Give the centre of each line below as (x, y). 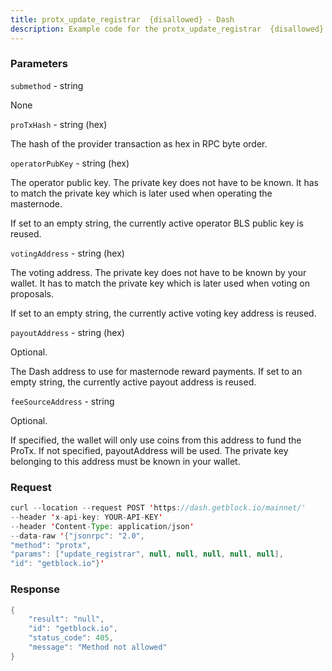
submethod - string (47, 85)
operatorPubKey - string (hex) (70, 163)
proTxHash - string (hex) (59, 124)
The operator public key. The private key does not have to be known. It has (164, 182)
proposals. (32, 293)
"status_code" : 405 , (71, 638)
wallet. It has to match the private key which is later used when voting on (160, 283)
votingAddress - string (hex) (67, 253)
